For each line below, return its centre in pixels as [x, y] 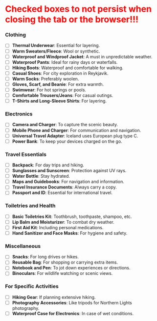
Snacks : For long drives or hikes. [45, 257]
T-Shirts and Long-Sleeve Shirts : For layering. [59, 101]
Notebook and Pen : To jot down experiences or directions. [71, 268]
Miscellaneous [23, 246]
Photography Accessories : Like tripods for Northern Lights [72, 302]
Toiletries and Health [30, 206]
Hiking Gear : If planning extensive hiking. [54, 297]
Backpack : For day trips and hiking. [48, 165]
